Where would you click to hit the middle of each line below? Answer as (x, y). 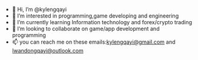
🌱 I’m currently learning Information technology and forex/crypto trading (102, 22)
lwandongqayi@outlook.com (48, 51)
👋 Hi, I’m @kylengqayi (39, 9)
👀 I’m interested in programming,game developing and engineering (95, 16)
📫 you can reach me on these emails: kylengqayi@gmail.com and (94, 42)
